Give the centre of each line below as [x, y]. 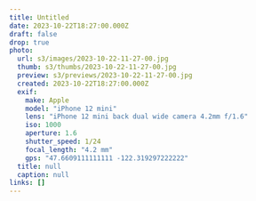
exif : [28, 92]
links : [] [28, 183]
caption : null [43, 174]
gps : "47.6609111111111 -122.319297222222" [107, 158]
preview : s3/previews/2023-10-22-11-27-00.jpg [105, 76]
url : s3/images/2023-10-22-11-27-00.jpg [93, 59]
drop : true [29, 42]
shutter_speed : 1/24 [63, 141]
